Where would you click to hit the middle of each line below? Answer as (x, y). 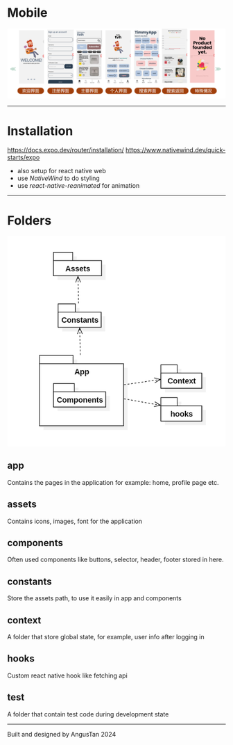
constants (29, 581)
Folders (29, 220)
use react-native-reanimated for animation (78, 186)
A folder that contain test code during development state (88, 714)
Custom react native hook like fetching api (68, 675)
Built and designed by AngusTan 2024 (62, 734)
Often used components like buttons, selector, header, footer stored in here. (115, 560)
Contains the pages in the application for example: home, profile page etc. (113, 482)
